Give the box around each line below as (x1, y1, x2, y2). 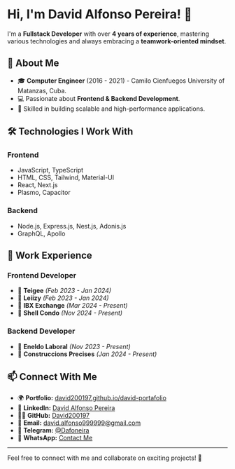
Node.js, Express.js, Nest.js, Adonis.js (17, 222, 127, 230)
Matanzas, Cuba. (17, 86, 67, 95)
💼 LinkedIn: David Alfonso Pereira (17, 403, 115, 412)
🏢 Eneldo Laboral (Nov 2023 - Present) (17, 342, 131, 351)
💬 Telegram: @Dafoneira (17, 426, 90, 434)
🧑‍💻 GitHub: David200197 (17, 411, 90, 419)
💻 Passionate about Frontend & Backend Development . (17, 94, 180, 102)
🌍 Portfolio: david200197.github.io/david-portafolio (17, 393, 166, 402)
